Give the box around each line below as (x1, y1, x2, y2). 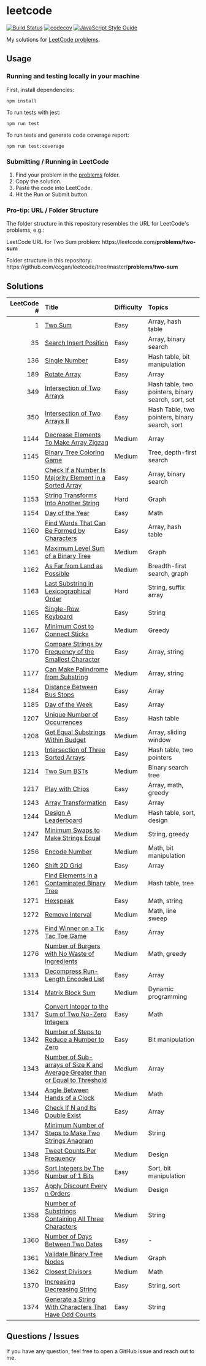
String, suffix (148, 583, 185, 592)
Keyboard (45, 612, 73, 621)
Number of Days (45, 1232, 93, 1241)
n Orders (45, 1189, 71, 1198)
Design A (45, 809, 72, 817)
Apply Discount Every (45, 1181, 107, 1190)
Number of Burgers (45, 942, 101, 950)
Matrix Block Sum (45, 988, 96, 997)
